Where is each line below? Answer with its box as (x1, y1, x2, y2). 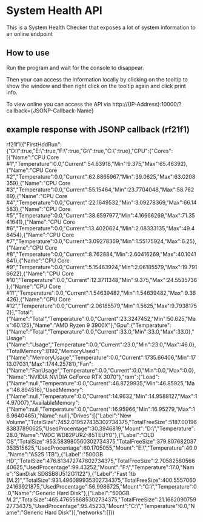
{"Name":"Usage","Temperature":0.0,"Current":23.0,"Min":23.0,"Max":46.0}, (6, 341, 196, 348)
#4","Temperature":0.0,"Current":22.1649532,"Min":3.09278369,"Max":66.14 (6, 199, 197, 206)
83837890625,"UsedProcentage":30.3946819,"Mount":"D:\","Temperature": (6, 425, 196, 432)
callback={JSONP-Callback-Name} (6, 107, 94, 114)
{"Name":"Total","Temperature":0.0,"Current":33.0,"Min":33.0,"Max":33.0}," (6, 328, 195, 335)
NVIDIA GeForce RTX (49, 373, 102, 380)
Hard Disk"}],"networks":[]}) (44, 509, 115, 516)
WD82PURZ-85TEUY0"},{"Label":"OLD (56, 431, 155, 438)
